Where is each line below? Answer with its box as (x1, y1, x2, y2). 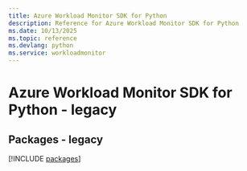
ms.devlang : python (8, 42, 74, 50)
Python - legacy (8, 101, 117, 119)
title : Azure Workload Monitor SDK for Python (8, 11, 167, 20)
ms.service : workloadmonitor (8, 49, 106, 57)
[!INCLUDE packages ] (8, 154, 81, 163)
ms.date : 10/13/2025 (8, 26, 78, 35)
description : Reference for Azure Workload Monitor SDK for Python (8, 19, 240, 27)
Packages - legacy (8, 132, 103, 146)
